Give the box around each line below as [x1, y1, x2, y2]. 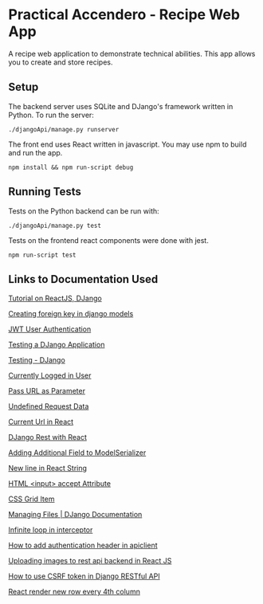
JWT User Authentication [8, 324, 92, 334]
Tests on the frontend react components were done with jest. [8, 235, 209, 245]
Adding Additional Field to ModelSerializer [8, 448, 147, 457]
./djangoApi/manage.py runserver [8, 125, 120, 133]
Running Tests [8, 185, 81, 198]
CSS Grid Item [8, 494, 55, 504]
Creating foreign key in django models [8, 309, 134, 319]
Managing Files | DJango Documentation [8, 510, 143, 520]
